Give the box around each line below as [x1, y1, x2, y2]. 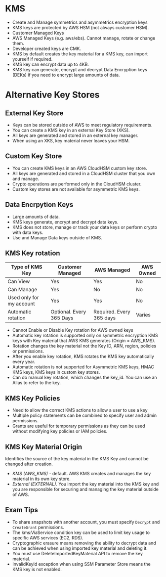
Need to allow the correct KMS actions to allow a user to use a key [12, 407, 148, 413]
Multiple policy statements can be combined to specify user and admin [12, 412, 157, 418]
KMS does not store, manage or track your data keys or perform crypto [12, 224, 157, 230]
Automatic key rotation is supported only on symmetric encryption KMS [12, 332, 158, 339]
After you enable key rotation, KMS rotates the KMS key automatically [12, 354, 154, 359]
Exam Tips [5, 506, 38, 514]
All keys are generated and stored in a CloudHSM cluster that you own [12, 170, 156, 176]
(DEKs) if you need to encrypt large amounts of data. [12, 72, 120, 78]
